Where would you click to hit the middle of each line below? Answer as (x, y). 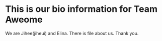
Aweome (24, 20)
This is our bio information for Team (81, 9)
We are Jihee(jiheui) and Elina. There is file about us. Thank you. (72, 33)
